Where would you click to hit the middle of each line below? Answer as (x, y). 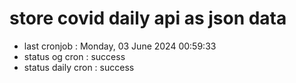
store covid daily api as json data (148, 18)
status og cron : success (74, 56)
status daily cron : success (79, 67)
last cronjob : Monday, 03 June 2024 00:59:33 (120, 46)
